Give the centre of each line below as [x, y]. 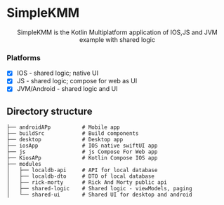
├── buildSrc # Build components [73, 134]
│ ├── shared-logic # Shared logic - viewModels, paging [99, 189]
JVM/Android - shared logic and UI [67, 89]
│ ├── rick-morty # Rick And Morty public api [87, 183]
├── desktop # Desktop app [65, 140]
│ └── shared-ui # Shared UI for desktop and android [99, 195]
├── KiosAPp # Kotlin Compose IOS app [82, 158]
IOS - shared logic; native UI [58, 73]
